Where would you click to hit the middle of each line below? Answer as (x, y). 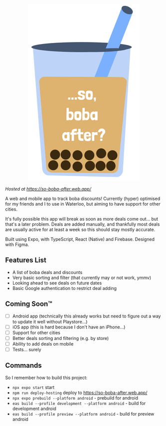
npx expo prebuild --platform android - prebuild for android (75, 398)
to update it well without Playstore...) (50, 321)
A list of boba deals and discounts (47, 272)
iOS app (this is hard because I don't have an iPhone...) (69, 327)
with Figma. (17, 244)
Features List (26, 260)
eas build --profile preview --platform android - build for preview (83, 413)
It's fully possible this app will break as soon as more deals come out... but (82, 219)
